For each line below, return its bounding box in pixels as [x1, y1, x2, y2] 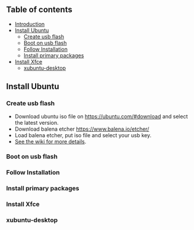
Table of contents [6, 5, 72, 15]
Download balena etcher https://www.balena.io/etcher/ [14, 125, 150, 132]
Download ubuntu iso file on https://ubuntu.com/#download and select [14, 112, 188, 120]
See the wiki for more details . [14, 138, 87, 145]
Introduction [14, 20, 45, 27]
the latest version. [14, 119, 59, 126]
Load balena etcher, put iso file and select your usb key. [14, 131, 152, 138]
